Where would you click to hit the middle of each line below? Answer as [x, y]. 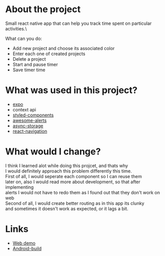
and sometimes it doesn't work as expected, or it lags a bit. [67, 208]
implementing [19, 187]
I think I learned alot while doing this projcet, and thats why [67, 165]
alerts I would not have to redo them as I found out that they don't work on [83, 192]
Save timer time [29, 70]
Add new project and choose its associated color [64, 48]
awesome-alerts [30, 120]
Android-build [27, 248]
